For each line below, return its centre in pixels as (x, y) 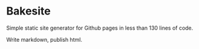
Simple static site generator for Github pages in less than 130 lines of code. (100, 28)
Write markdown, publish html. (44, 39)
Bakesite (29, 11)
